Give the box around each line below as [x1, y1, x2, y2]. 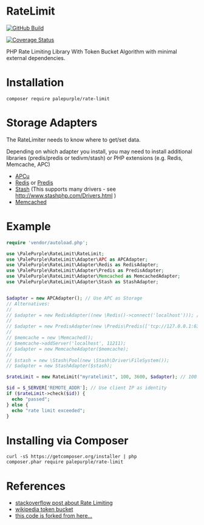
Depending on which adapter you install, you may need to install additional [6, 148, 192, 155]
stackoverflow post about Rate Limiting [15, 499, 114, 507]
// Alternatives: [6, 301, 50, 307]
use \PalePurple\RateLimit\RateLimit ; [6, 250, 104, 256]
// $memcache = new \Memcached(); [6, 335, 94, 341]
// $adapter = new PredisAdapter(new [6, 323, 102, 329]
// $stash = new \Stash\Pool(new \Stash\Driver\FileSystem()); [6, 357, 170, 363]
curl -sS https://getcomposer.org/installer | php [6, 454, 137, 460]
